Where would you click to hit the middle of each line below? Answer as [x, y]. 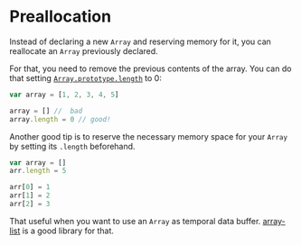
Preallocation [60, 17]
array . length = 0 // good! [60, 119]
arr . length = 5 [38, 171]
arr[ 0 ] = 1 [30, 187]
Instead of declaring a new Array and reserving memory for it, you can [140, 41]
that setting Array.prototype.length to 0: [86, 77]
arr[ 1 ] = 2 [30, 195]
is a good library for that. [68, 231]
